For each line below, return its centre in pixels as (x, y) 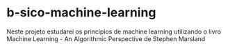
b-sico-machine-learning (81, 13)
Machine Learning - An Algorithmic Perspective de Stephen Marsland (106, 38)
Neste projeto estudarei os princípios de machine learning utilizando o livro (114, 32)
